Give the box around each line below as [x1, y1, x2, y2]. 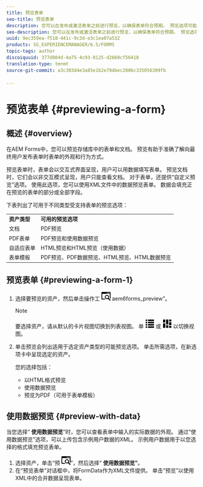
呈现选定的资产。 [31, 351, 74, 358]
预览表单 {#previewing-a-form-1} [6, 275, 134, 285]
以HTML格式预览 [24, 376, 66, 384]
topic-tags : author [6, 48, 56, 55]
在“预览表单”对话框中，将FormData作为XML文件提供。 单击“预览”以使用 [14, 467, 195, 474]
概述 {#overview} [6, 128, 72, 139]
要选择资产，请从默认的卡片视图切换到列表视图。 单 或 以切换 [14, 323, 189, 330]
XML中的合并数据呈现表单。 [14, 474, 85, 482]
